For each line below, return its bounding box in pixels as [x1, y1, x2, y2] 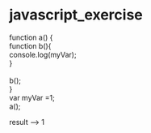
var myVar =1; [9, 92, 55, 102]
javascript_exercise [9, 6, 144, 24]
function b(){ [9, 41, 52, 50]
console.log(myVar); [9, 49, 77, 59]
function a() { [9, 32, 53, 42]
